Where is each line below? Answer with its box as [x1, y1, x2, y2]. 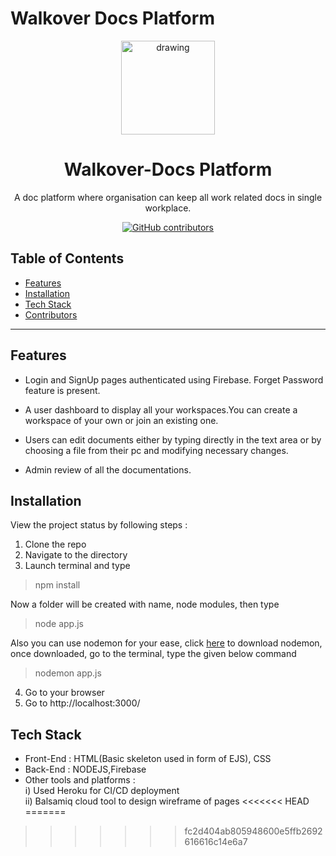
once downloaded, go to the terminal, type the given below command [10, 648, 297, 660]
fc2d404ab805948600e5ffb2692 [184, 825, 323, 837]
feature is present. [24, 384, 101, 396]
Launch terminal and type [24, 560, 131, 572]
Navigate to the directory [24, 549, 128, 561]
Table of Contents [10, 250, 125, 267]
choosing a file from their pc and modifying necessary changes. [24, 444, 289, 456]
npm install [34, 579, 81, 591]
